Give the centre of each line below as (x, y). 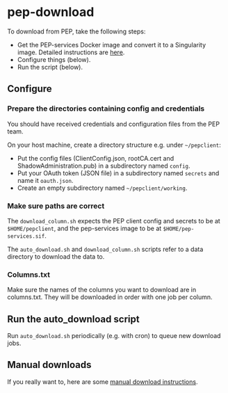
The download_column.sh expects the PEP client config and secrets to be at (114, 220)
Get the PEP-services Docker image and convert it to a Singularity (112, 45)
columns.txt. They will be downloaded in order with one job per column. (110, 297)
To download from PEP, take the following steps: (76, 31)
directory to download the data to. (56, 256)
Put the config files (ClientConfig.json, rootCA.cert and (96, 158)
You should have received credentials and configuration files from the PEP (114, 124)
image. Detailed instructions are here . (71, 52)
